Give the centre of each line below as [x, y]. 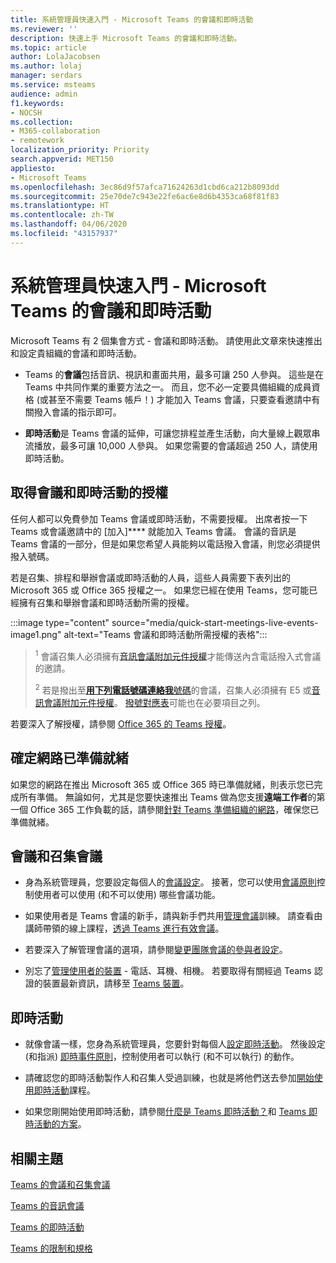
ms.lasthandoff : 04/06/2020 [69, 224]
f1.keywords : [37, 103]
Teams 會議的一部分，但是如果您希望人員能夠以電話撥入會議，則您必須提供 [165, 543]
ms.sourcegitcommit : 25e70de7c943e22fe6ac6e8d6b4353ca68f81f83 [145, 196]
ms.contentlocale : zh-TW [62, 215]
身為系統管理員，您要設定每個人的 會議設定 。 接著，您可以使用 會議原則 [170, 882]
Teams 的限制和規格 [51, 1248]
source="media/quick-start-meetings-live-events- [215, 622]
